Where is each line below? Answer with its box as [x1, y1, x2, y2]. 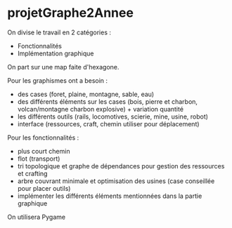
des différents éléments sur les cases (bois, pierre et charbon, [17, 97, 198, 106]
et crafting [17, 169, 48, 177]
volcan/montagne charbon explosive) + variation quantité [17, 105, 184, 113]
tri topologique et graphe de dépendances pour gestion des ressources [17, 161, 225, 170]
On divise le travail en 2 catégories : [7, 28, 111, 36]
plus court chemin [17, 147, 70, 155]
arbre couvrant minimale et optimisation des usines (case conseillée [17, 177, 215, 185]
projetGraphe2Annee [7, 5, 134, 21]
